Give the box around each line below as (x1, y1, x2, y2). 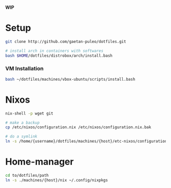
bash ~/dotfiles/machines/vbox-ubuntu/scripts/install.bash (5, 77, 136, 82)
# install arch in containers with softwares (5, 48, 103, 53)
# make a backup (5, 120, 40, 125)
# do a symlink (5, 134, 38, 139)
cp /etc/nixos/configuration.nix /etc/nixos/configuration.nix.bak (5, 125, 152, 130)
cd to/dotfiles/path (5, 173, 49, 178)
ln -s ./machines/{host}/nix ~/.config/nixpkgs (5, 177, 108, 183)
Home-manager (5, 156, 74, 168)
